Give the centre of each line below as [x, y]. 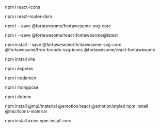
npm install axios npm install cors [38, 120]
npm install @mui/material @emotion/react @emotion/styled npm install [77, 106]
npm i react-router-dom [29, 16]
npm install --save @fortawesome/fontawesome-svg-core [63, 45]
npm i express [19, 68]
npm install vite [20, 59]
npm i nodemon [21, 78]
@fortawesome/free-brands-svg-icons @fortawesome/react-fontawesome [80, 50]
